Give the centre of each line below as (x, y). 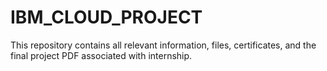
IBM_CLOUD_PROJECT (106, 17)
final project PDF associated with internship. (101, 55)
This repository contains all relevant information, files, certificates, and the (163, 45)
